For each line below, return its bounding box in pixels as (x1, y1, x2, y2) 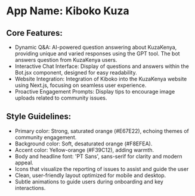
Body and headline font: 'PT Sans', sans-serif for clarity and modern (14, 153, 182, 160)
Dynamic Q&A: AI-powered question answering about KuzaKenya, (14, 43, 177, 51)
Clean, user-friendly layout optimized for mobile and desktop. (14, 172, 166, 179)
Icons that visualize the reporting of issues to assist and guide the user (14, 165, 189, 172)
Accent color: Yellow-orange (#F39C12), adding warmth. (14, 146, 154, 153)
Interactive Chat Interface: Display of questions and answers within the (14, 63, 189, 70)
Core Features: (6, 28, 63, 38)
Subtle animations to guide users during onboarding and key (14, 178, 164, 185)
